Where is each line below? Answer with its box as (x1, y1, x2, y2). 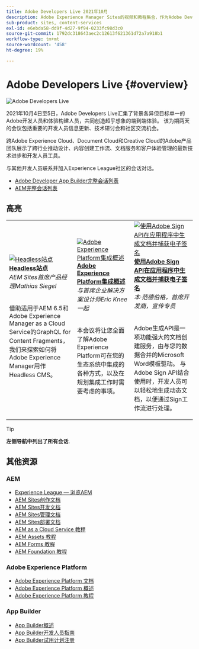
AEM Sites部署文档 (14, 519, 61, 526)
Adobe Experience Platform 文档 (14, 577, 94, 584)
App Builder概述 (14, 621, 54, 628)
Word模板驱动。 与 (134, 359, 187, 368)
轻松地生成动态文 (140, 386, 188, 394)
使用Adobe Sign (134, 257, 179, 265)
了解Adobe (76, 335, 108, 343)
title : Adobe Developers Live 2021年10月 (6, 8, 108, 15)
